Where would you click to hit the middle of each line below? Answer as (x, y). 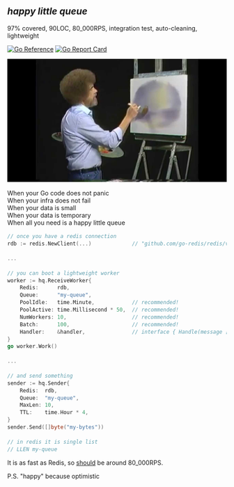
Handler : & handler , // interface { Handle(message (121, 332)
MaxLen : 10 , (37, 405)
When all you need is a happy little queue (66, 223)
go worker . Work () (32, 346)
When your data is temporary (49, 216)
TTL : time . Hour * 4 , (54, 413)
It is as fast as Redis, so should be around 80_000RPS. (85, 463)
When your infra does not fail (49, 200)
